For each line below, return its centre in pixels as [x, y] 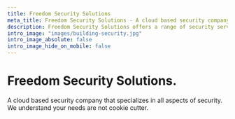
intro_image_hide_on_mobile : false [59, 46]
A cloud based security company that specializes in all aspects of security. [115, 100]
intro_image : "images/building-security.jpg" [74, 33]
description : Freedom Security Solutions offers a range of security [111, 27]
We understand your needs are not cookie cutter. [78, 107]
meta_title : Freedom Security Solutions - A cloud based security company [119, 20]
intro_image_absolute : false [50, 40]
